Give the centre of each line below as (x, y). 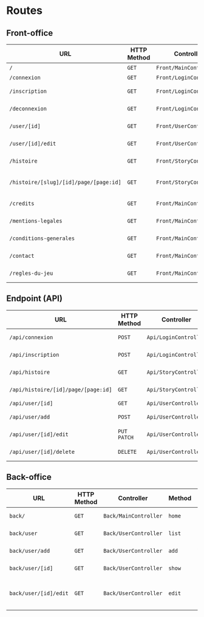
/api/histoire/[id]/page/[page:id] (61, 389)
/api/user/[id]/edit (39, 434)
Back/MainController (133, 516)
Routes (24, 11)
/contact (22, 256)
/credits (22, 204)
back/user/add (30, 551)
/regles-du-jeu (31, 273)
